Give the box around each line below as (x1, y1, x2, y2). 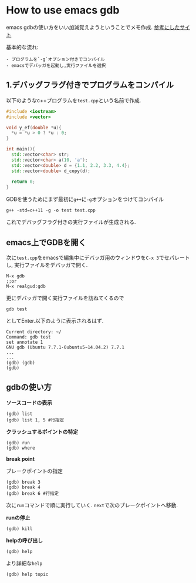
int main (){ (6, 146, 35, 152)
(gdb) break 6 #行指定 (6, 490, 59, 497)
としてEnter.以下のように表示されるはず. (6, 317, 104, 324)
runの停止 (6, 514, 31, 521)
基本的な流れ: (6, 43, 39, 51)
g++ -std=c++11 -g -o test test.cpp (6, 207, 96, 213)
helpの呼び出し (6, 537, 43, 544)
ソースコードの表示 (6, 399, 53, 406)
